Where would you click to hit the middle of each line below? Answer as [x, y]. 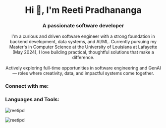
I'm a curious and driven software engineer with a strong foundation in [83, 36]
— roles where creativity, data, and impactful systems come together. [83, 73]
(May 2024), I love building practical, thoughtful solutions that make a [83, 52]
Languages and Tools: [32, 100]
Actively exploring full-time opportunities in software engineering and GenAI [83, 68]
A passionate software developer [83, 26]
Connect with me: [27, 86]
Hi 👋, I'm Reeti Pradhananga [83, 10]
